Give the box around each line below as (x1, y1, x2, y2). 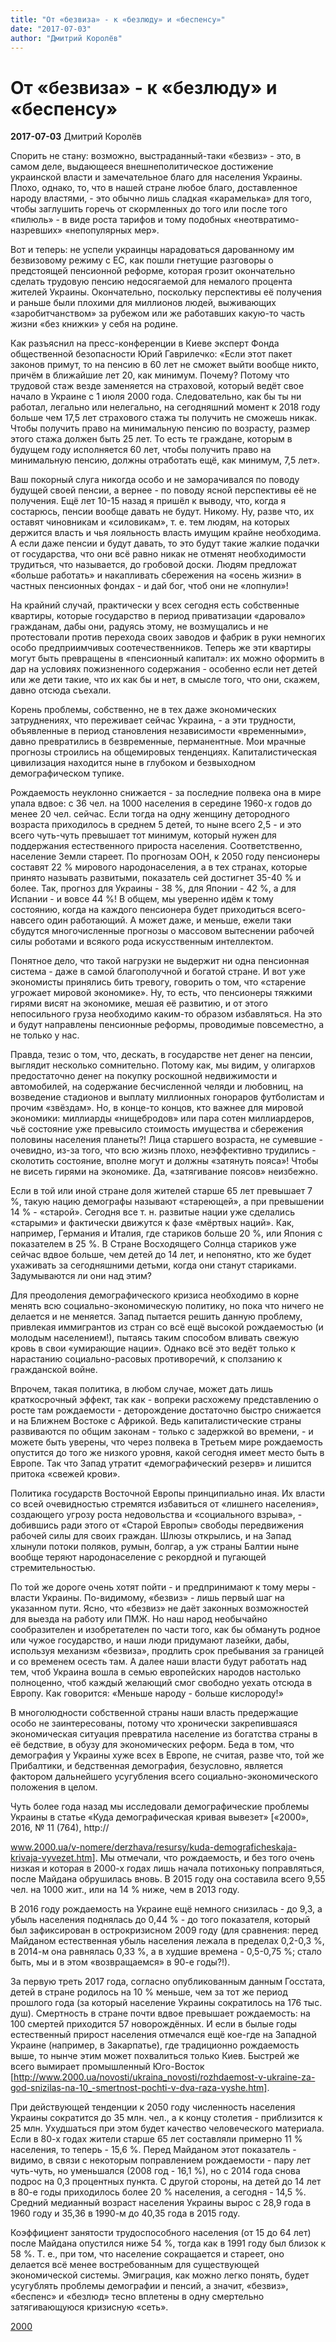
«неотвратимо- (233, 214, 300, 226)
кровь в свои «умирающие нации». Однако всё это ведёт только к (10, 1342, 296, 1355)
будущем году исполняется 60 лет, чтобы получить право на (10, 444, 272, 456)
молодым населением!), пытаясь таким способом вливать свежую (10, 1332, 300, 1344)
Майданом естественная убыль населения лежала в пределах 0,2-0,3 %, (10, 1935, 325, 1947)
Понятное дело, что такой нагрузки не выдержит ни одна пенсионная (10, 955, 310, 967)
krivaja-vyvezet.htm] (10, 1852, 96, 1864)
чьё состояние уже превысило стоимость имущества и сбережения (10, 1123, 304, 1135)
